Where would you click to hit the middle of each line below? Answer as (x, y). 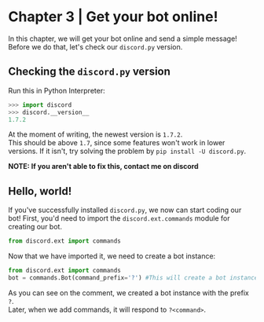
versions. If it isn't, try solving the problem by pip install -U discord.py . (127, 151)
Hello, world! (40, 191)
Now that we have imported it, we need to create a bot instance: (112, 256)
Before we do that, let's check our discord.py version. (95, 46)
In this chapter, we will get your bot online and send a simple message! (123, 38)
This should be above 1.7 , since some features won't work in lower (117, 143)
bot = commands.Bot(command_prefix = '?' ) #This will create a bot (117, 278)
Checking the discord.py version (90, 72)
